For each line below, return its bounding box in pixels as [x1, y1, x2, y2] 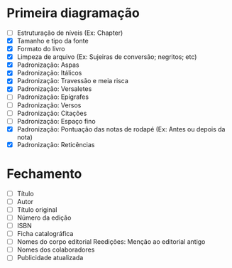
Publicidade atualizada [16, 254, 84, 262]
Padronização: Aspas [16, 60, 79, 69]
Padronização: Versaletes [16, 85, 92, 93]
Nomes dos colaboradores [16, 245, 95, 254]
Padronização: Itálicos [16, 69, 82, 77]
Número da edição [16, 213, 72, 222]
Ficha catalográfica [16, 230, 74, 238]
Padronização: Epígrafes [16, 92, 89, 101]
